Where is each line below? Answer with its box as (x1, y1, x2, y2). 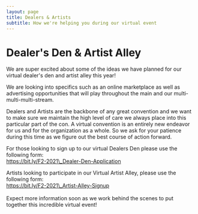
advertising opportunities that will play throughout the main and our (6, 90, 173, 97)
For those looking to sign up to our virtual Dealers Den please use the (6, 145, 178, 152)
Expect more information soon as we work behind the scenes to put (6, 195, 174, 202)
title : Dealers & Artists (6, 14, 71, 20)
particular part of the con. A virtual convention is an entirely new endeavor (6, 120, 190, 128)
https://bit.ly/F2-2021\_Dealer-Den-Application (6, 158, 121, 165)
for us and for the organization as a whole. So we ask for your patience (6, 127, 182, 134)
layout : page (6, 8, 39, 15)
